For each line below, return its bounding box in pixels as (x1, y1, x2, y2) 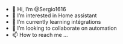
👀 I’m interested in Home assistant (11, 12, 97, 19)
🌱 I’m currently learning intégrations (11, 18, 101, 25)
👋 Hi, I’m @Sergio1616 (11, 6, 66, 12)
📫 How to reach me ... (11, 32, 68, 38)
